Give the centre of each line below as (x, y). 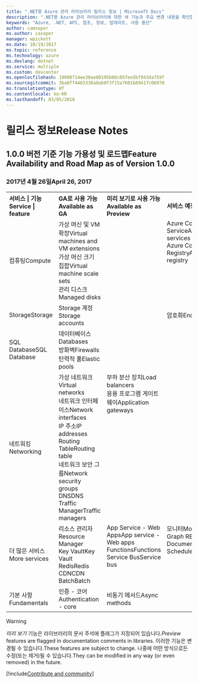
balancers (120, 385)
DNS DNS (71, 496)
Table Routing (77, 448)
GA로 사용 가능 (78, 199)
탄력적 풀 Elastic (79, 359)
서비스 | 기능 (26, 199)
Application (133, 402)
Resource (72, 536)
